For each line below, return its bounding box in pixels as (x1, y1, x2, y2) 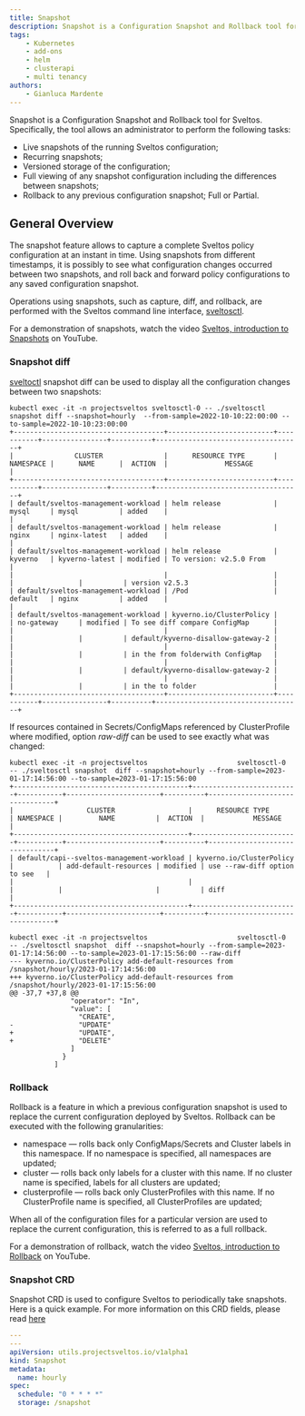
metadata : (9, 1364, 47, 1373)
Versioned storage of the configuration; (22, 161, 171, 172)
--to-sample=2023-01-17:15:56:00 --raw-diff (70, 949, 242, 958)
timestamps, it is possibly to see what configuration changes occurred (9, 260, 272, 270)
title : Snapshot (9, 13, 71, 23)
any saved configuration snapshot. (9, 279, 139, 290)
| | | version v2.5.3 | (9, 578, 279, 587)
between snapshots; (22, 180, 100, 191)
